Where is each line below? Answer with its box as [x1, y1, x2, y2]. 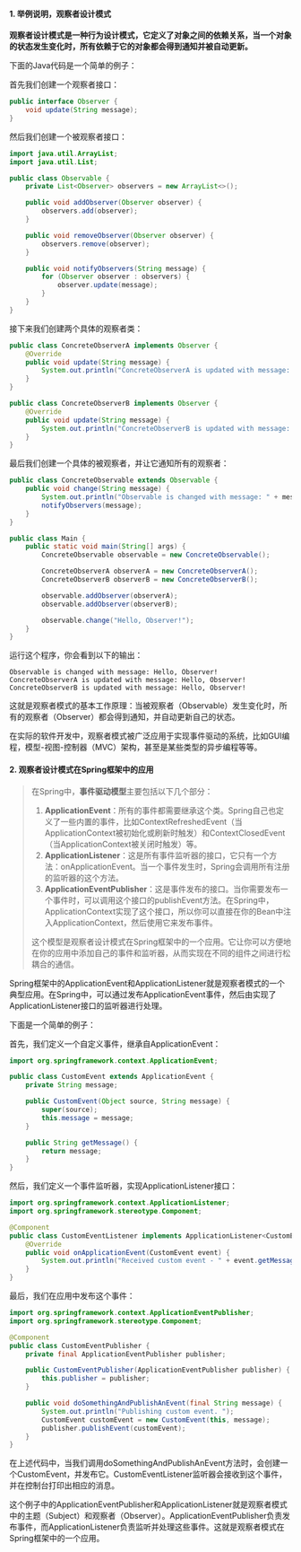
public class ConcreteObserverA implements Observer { [9, 341, 219, 350]
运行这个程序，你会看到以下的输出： [9, 650, 143, 661]
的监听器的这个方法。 [44, 872, 124, 883]
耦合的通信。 [30, 959, 79, 969]
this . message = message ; [41, 1113, 134, 1122]
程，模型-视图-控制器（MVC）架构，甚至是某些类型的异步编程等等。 [9, 741, 262, 753]
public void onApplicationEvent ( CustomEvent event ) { [25, 1248, 230, 1257]
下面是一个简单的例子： [9, 1019, 96, 1030]
